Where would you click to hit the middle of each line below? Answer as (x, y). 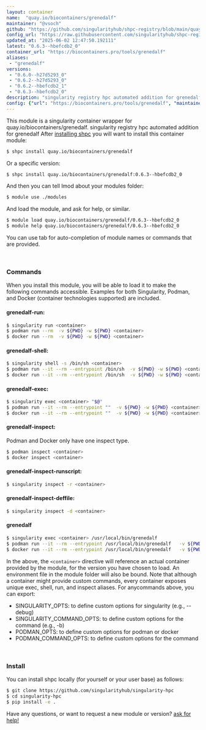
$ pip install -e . (31, 702)
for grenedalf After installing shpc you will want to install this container (95, 134)
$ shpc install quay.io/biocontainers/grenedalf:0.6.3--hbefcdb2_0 (94, 174)
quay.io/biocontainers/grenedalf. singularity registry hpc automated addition (103, 127)
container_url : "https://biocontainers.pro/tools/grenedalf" (86, 52)
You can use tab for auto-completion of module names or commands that (99, 238)
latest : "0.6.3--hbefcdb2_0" (44, 47)
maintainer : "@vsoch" (34, 23)
